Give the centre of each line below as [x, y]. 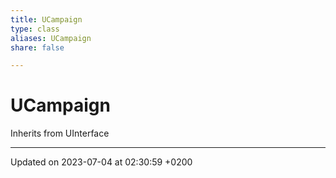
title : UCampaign [46, 19]
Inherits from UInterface [60, 133]
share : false [37, 47]
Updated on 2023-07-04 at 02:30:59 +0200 [101, 162]
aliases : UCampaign [51, 38]
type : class [35, 29]
